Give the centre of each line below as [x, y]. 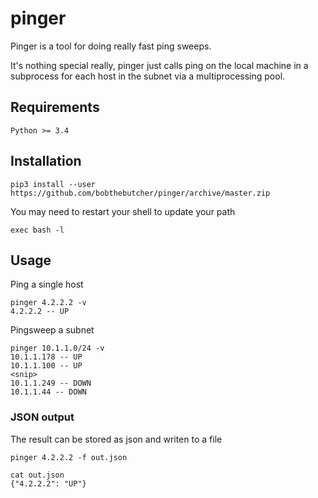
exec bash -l [37, 230]
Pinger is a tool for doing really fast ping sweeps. [111, 46]
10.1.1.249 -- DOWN [51, 383]
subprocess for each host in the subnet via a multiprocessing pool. [148, 76]
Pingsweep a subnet [52, 330]
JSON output [42, 417]
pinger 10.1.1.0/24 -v [57, 348]
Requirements [55, 107]
